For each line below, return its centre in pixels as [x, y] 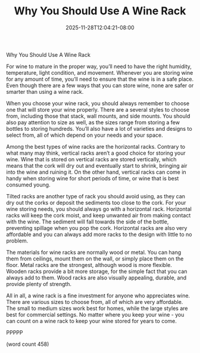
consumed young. [28, 185]
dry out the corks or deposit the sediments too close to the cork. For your [96, 202]
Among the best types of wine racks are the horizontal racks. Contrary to [96, 146]
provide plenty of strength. [39, 284]
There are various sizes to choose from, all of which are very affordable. [95, 302]
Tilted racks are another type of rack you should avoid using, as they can [96, 196]
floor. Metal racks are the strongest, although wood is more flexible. [89, 265]
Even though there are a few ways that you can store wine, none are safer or [100, 85]
